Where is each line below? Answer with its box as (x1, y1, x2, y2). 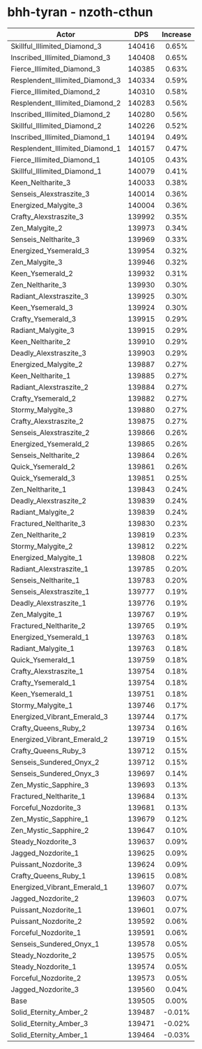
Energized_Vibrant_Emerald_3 (10, 711, 109, 721)
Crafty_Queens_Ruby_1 (10, 871, 86, 880)
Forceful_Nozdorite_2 (10, 973, 81, 983)
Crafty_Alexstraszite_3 (10, 211, 84, 221)
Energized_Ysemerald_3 (10, 245, 90, 255)
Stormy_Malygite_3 (10, 405, 73, 415)
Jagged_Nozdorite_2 (10, 893, 79, 903)
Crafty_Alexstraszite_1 (10, 666, 84, 676)
